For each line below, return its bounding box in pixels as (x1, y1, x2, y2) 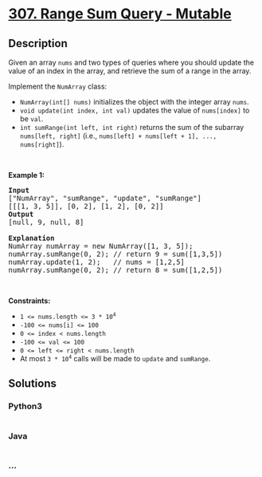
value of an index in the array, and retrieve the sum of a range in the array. (8, 66, 252, 76)
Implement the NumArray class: (8, 81, 108, 91)
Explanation (8, 234, 55, 242)
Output (8, 210, 34, 219)
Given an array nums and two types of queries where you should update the (8, 57, 255, 67)
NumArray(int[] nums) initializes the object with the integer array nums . (19, 97, 249, 106)
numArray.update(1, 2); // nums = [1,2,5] (8, 258, 186, 266)
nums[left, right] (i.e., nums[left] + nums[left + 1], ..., (19, 131, 217, 140)
